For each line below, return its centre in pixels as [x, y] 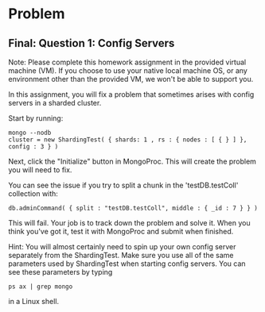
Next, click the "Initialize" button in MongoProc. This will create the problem [132, 161]
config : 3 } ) [33, 147]
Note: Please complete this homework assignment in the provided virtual [127, 62]
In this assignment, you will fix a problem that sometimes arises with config [131, 94]
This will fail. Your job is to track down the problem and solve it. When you [129, 223]
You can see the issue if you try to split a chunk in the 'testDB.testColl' [123, 185]
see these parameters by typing [60, 272]
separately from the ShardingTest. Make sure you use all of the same [121, 255]
